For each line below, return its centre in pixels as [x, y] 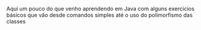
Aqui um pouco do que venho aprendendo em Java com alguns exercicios [100, 9]
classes [16, 21]
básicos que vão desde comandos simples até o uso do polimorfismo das [100, 15]
